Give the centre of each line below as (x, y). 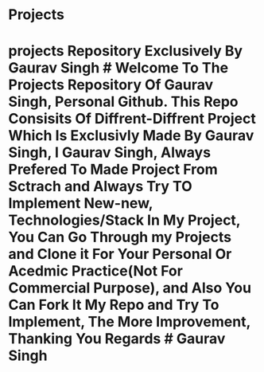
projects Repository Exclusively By (126, 51)
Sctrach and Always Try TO (100, 187)
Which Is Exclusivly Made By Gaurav (131, 136)
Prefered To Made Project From (113, 170)
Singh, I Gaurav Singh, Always (110, 153)
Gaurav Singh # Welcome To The (118, 68)
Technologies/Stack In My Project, (124, 220)
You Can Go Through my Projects (120, 237)
